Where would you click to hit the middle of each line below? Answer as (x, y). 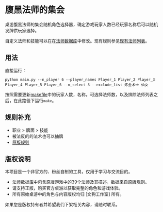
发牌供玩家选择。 (22, 30)
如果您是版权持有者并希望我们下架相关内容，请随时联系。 (62, 205)
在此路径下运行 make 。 (35, 100)
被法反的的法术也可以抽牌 (38, 136)
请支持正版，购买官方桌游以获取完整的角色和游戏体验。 (67, 188)
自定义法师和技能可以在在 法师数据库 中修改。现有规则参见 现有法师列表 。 (77, 41)
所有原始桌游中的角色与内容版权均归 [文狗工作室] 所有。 (68, 194)
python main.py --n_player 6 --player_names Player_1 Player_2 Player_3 (80, 79)
